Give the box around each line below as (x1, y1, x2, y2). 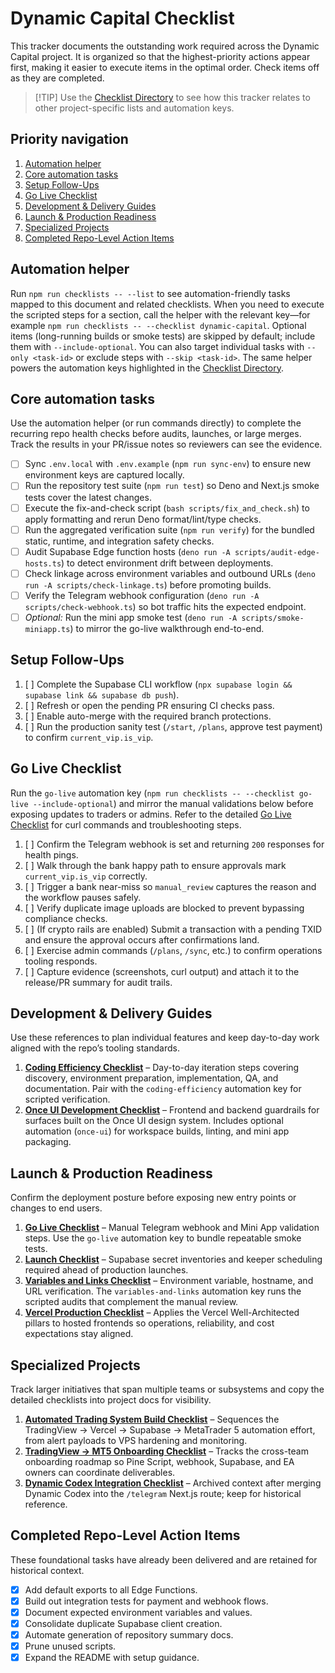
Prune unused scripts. (24, 1640, 117, 1652)
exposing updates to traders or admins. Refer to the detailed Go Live (10, 808, 292, 820)
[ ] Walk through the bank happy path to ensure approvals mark (24, 859, 287, 871)
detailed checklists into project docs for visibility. (10, 1393, 212, 1406)
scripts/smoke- (241, 613, 305, 623)
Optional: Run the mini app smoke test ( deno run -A (24, 611, 238, 623)
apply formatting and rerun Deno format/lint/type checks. (24, 513, 262, 525)
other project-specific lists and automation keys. (34, 102, 235, 114)
